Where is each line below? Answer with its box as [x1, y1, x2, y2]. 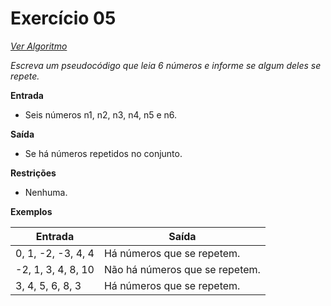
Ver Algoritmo [10, 40, 68, 52]
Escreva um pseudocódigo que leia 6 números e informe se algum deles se [10, 59, 322, 71]
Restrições [10, 167, 57, 179]
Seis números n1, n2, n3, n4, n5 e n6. [24, 108, 178, 121]
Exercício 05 [10, 7, 117, 30]
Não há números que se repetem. [103, 262, 261, 276]
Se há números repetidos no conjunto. [24, 147, 183, 159]
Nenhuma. [24, 186, 68, 198]
